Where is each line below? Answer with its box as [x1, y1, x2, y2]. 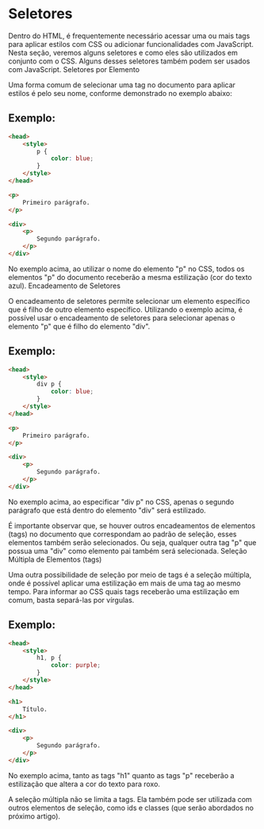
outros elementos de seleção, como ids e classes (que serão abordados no [8, 803, 254, 812]
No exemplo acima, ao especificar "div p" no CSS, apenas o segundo [8, 497, 235, 506]
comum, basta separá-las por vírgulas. [8, 595, 135, 604]
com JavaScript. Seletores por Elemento [8, 64, 140, 74]
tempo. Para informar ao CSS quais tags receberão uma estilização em [8, 586, 240, 596]
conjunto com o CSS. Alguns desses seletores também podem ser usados [8, 56, 251, 66]
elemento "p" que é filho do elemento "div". [8, 321, 151, 331]
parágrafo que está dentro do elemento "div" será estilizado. [8, 505, 206, 515]
